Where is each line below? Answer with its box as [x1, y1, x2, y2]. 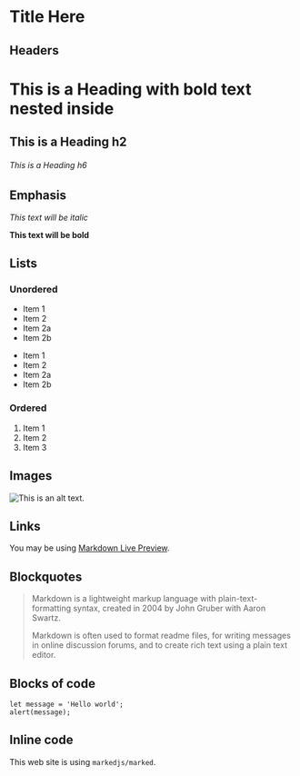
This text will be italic [9, 212, 89, 223]
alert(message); [9, 708, 71, 717]
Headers [9, 43, 59, 58]
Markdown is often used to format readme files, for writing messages [31, 630, 291, 642]
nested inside [9, 98, 115, 119]
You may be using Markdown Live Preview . [9, 542, 170, 553]
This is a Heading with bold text [9, 79, 252, 99]
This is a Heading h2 [9, 134, 127, 150]
